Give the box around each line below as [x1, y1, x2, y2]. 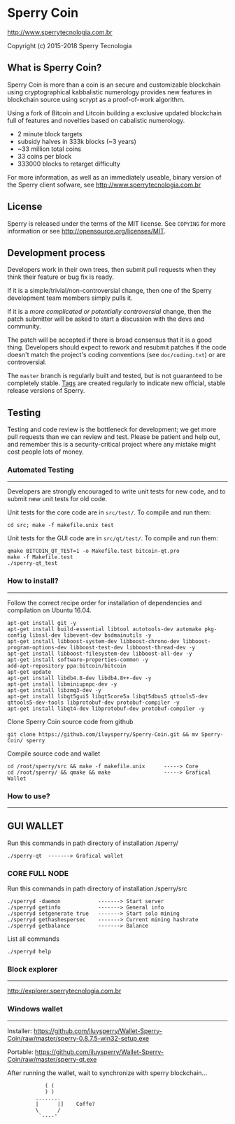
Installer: [7, 1026, 33, 1035]
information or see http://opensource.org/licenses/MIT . [7, 226, 166, 235]
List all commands [7, 935, 59, 943]
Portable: [7, 1047, 34, 1056]
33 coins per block [17, 152, 72, 160]
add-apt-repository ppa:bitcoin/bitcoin [7, 662, 127, 669]
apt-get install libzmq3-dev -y [7, 686, 101, 693]
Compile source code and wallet [7, 749, 101, 758]
